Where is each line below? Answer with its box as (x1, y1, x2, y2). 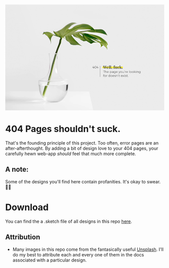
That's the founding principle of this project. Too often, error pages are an (5, 140, 159, 146)
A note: (5, 165, 29, 174)
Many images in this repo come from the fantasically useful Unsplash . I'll (12, 246, 164, 252)
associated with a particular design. (12, 257, 87, 263)
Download (5, 202, 49, 213)
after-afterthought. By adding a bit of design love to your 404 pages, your (5, 145, 158, 151)
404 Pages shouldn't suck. (5, 123, 121, 135)
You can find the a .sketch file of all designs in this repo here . (5, 218, 132, 224)
